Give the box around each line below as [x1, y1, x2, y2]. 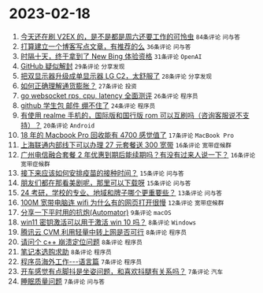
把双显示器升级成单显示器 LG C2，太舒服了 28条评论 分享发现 [20, 71, 212, 80]
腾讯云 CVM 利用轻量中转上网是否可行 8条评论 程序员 [20, 227, 187, 236]
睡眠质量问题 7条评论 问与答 [20, 276, 106, 286]
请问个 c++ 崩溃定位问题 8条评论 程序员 [20, 237, 143, 247]
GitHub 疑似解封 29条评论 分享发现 [20, 61, 125, 71]
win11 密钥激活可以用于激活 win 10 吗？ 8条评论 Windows [20, 217, 196, 227]
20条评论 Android [43, 121, 95, 130]
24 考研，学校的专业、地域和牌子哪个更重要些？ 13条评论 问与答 [20, 187, 223, 197]
